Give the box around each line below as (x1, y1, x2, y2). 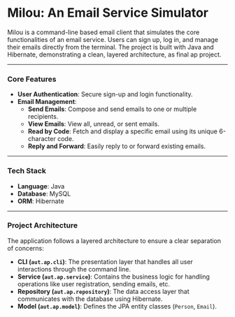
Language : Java (17, 182, 65, 190)
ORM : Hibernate (17, 197, 64, 205)
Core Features (7, 74, 57, 84)
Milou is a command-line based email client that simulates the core (7, 28, 200, 36)
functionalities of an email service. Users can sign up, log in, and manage (7, 35, 219, 43)
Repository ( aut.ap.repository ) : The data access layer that (17, 287, 190, 295)
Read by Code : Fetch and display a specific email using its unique (27, 127, 218, 135)
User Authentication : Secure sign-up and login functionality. (17, 90, 194, 98)
